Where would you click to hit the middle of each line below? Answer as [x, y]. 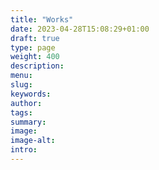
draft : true [35, 38]
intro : [24, 150]
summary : [28, 122]
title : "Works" [42, 19]
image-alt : [33, 141]
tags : [21, 112]
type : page [33, 47]
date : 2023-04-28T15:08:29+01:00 [80, 29]
